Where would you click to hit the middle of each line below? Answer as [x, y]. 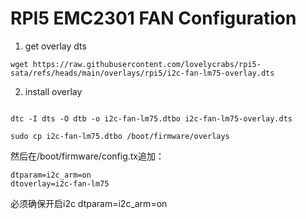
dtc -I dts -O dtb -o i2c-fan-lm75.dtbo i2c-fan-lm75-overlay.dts [151, 118]
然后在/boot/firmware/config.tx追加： [87, 156]
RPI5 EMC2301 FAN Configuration [153, 18]
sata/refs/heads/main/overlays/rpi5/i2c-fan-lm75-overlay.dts [142, 73]
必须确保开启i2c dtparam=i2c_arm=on [89, 203]
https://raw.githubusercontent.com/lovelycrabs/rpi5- [147, 64]
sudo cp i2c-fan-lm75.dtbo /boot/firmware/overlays [120, 136]
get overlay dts [55, 46]
